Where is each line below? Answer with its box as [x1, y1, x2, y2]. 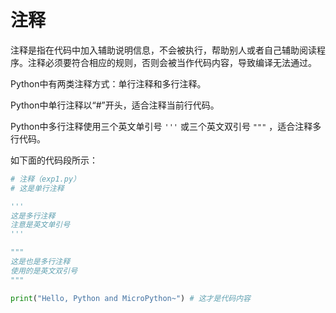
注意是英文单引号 [10, 220, 71, 230]
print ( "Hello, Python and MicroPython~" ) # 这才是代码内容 [10, 293, 251, 303]
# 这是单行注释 [10, 183, 65, 193]
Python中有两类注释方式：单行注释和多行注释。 [10, 77, 207, 90]
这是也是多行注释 [10, 257, 71, 267]
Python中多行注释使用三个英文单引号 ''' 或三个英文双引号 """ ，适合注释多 [10, 120, 322, 132]
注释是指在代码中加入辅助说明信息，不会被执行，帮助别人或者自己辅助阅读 [10, 44, 317, 56]
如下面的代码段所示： [10, 154, 98, 166]
